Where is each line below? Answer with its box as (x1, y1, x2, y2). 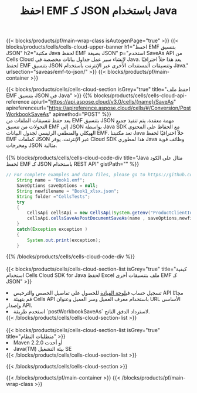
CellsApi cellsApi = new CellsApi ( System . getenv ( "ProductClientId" (27, 210, 195, 216)
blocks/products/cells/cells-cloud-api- (93, 92, 187, 99)
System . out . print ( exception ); (27, 237, 101, 243)
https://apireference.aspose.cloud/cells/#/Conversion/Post (49, 104, 191, 112)
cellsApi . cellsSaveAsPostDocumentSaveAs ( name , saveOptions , (27, 216, 180, 221)
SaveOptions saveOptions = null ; (16, 183, 98, 189)
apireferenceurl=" (6, 104, 49, 112)
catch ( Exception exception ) (16, 226, 88, 232)
